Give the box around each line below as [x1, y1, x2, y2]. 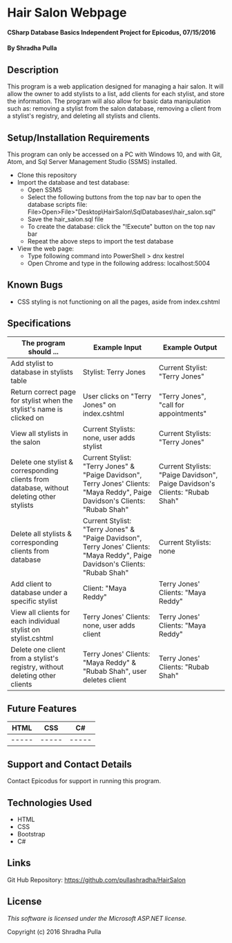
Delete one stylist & [10, 457, 74, 466]
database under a [10, 587, 68, 597]
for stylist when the [10, 396, 73, 405]
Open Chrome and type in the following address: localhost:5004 [27, 259, 211, 267]
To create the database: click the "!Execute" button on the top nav [27, 223, 215, 230]
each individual [10, 616, 60, 625]
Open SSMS [27, 185, 62, 194]
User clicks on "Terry [82, 391, 152, 401]
